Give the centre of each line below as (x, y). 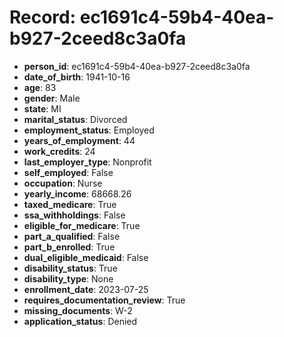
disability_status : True (70, 268)
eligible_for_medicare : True (82, 225)
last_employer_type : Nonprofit (87, 162)
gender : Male (52, 98)
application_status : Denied (80, 321)
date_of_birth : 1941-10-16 (77, 77)
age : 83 (40, 87)
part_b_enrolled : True (69, 247)
